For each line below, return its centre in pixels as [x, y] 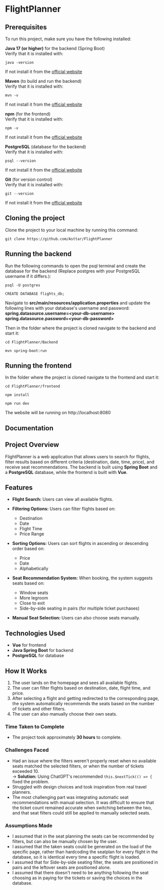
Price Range [32, 534]
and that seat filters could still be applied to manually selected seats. [81, 813]
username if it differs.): [28, 276]
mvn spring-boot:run [26, 351]
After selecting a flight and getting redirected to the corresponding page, [85, 698]
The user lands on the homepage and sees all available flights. [75, 683]
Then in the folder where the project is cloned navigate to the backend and [80, 328]
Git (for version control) [29, 179]
